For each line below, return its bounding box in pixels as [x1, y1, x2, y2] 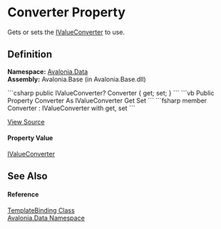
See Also [7, 170, 48, 182]
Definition [7, 48, 52, 60]
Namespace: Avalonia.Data [7, 67, 88, 75]
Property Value [7, 134, 53, 142]
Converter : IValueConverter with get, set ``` [7, 104, 135, 112]
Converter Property [7, 4, 126, 21]
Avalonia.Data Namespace [7, 213, 86, 222]
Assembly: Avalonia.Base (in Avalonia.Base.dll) [7, 75, 146, 83]
